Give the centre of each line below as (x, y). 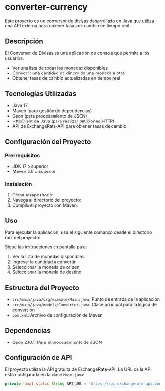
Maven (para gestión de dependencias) (52, 110)
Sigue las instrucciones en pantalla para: (46, 247)
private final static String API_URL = (46, 384)
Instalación (19, 184)
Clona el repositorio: (33, 195)
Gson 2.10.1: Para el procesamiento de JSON (57, 342)
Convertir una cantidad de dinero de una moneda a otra (69, 73)
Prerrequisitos (23, 155)
